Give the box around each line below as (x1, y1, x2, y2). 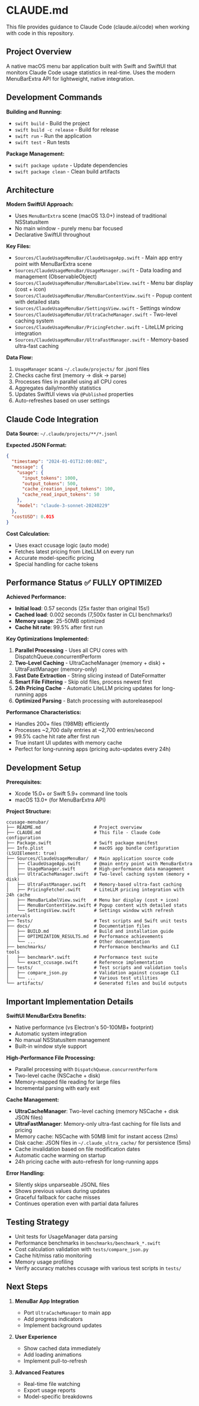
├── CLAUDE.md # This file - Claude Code (6, 829, 161, 836)
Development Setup (6, 762, 81, 772)
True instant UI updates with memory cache (14, 739, 122, 746)
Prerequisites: (6, 778, 42, 786)
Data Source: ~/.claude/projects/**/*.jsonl (6, 430, 118, 437)
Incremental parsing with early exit (14, 1085, 100, 1091)
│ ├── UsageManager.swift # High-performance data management (6, 866, 185, 872)
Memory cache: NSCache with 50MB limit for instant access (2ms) (14, 1133, 178, 1140)
